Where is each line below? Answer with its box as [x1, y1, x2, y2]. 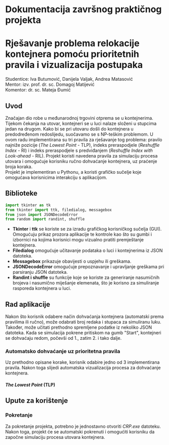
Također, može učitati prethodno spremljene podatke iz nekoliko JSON [5, 324, 152, 331]
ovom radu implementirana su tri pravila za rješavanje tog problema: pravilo [5, 136, 162, 143]
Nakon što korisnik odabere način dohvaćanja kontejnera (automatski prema [5, 313, 164, 320]
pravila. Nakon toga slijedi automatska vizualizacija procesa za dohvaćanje [5, 365, 161, 371]
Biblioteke [5, 189, 38, 198]
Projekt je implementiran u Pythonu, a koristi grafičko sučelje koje [5, 169, 142, 175]
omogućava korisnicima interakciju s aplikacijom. [5, 174, 107, 180]
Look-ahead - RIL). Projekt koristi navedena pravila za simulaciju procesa [5, 152, 158, 158]
